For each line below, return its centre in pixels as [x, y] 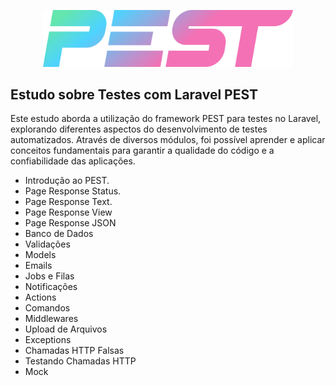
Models [40, 255]
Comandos [47, 308]
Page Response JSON [70, 223]
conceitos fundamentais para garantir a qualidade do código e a [142, 151]
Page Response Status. [73, 191]
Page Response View [68, 212]
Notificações [51, 287]
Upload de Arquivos [66, 329]
